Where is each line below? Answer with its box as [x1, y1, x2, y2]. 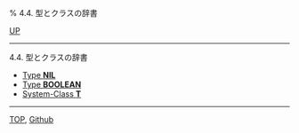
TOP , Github [9, 114, 54, 124]
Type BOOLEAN [21, 79, 82, 90]
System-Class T [21, 89, 82, 99]
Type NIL [21, 70, 56, 80]
